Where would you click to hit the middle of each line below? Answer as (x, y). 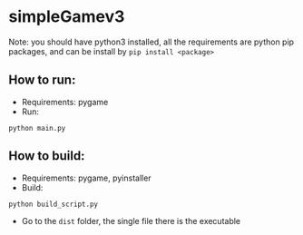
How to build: (47, 156)
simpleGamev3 (67, 17)
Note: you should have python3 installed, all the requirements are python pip (151, 42)
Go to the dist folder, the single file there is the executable (131, 220)
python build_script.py (54, 204)
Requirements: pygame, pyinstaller (86, 178)
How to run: (42, 80)
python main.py (37, 128)
